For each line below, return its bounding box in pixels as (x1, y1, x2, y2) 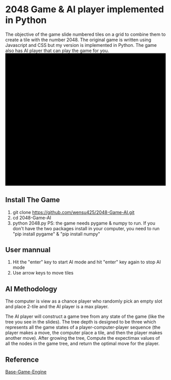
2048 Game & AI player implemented (5, 4, 164, 15)
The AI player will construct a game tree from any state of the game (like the (5, 313, 165, 319)
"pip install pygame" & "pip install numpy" (12, 231, 100, 237)
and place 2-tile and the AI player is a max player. (5, 304, 109, 310)
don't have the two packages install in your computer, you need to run (12, 225, 160, 231)
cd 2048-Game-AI (12, 214, 51, 221)
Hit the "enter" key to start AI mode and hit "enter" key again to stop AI (12, 259, 161, 265)
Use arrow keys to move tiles (12, 270, 74, 276)
